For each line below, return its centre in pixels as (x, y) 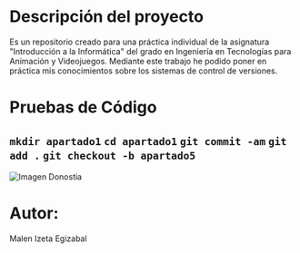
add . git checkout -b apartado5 (103, 156)
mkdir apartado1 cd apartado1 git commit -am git (148, 141)
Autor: (34, 214)
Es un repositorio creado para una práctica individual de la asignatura (140, 42)
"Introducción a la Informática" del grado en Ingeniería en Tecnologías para (150, 51)
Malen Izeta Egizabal (49, 238)
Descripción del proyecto (107, 17)
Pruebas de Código (83, 107)
